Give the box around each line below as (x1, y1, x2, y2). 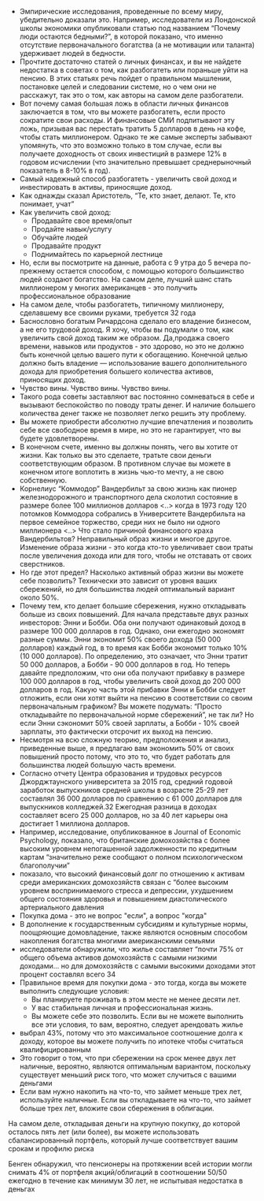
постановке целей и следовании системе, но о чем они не (19, 82, 217, 91)
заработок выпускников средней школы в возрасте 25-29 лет (19, 786, 229, 794)
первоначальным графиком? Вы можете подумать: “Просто (19, 701, 222, 711)
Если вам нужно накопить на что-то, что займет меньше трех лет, (19, 1087, 242, 1096)
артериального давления (19, 902, 104, 912)
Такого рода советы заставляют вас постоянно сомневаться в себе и (19, 392, 255, 401)
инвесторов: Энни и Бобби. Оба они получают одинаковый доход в (19, 618, 246, 627)
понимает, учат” (19, 199, 75, 208)
